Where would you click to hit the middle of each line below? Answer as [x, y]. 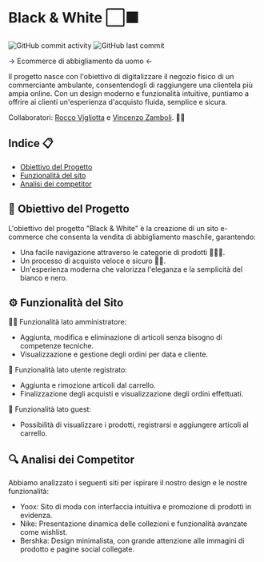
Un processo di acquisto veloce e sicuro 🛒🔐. [93, 261]
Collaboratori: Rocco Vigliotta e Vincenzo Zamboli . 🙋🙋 [97, 117]
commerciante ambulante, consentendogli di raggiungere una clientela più [131, 85]
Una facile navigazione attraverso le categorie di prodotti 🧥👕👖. [122, 252]
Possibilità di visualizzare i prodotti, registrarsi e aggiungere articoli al [134, 425]
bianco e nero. [44, 277]
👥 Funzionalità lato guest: [50, 409]
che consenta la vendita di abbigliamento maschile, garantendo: [150, 237]
